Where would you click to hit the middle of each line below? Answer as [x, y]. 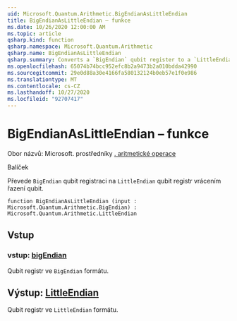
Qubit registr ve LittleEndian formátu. [63, 310]
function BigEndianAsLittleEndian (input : [72, 201]
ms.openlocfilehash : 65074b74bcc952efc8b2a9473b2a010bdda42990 [102, 66]
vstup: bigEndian [37, 255]
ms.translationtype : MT [42, 79]
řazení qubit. [25, 188]
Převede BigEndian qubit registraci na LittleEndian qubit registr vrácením [114, 181]
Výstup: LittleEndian [53, 293]
